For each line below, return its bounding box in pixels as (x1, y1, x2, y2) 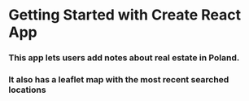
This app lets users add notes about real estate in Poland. (8, 52, 240, 64)
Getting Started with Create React (8, 6, 242, 24)
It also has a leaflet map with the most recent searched (8, 74, 229, 86)
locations (8, 84, 46, 95)
